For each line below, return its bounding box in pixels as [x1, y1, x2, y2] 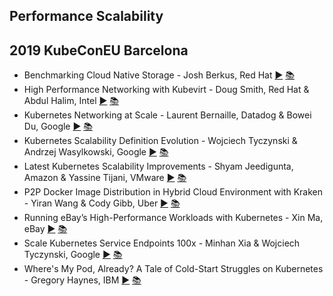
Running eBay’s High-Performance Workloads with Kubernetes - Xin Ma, [23, 212, 324, 224]
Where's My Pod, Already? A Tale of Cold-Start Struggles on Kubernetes [23, 263, 324, 275]
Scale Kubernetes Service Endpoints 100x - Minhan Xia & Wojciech [23, 237, 301, 249]
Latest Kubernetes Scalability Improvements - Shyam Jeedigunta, [23, 160, 294, 173]
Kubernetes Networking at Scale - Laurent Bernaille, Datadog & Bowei [23, 109, 312, 121]
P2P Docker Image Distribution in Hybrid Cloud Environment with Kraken [23, 186, 323, 198]
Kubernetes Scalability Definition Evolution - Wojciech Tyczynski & [23, 135, 298, 147]
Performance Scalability [9, 8, 164, 25]
